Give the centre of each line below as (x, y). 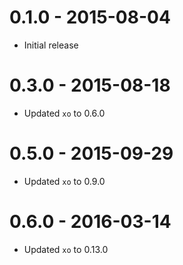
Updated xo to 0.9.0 (64, 181)
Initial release (51, 45)
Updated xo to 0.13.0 (66, 249)
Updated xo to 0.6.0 (64, 113)
